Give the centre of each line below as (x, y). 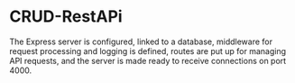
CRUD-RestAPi (66, 17)
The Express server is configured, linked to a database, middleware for (141, 41)
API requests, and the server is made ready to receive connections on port (148, 60)
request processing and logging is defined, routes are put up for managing (148, 51)
